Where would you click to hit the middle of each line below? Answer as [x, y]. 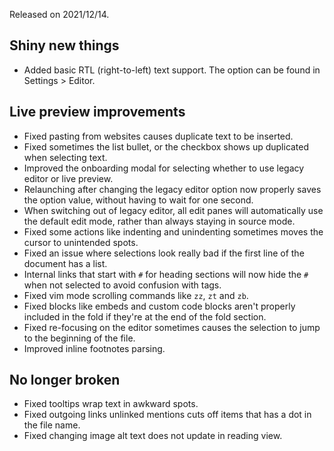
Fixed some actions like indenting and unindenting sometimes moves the [173, 231]
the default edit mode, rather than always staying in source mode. [159, 221]
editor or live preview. [68, 178]
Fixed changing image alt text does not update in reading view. [153, 436]
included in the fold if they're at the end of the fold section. [145, 316]
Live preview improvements [97, 112]
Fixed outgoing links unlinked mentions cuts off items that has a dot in [167, 415]
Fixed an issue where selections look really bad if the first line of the [164, 253]
